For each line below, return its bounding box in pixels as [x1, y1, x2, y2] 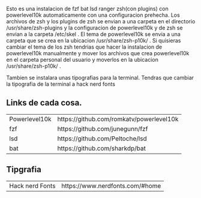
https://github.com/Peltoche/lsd [57, 134, 147, 143]
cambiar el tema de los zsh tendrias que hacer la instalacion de [6, 43, 163, 50]
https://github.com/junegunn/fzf [57, 124, 148, 133]
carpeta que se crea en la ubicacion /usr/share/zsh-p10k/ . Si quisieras [6, 37, 181, 44]
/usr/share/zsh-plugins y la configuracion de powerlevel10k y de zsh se [6, 24, 183, 31]
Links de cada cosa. [6, 98, 82, 108]
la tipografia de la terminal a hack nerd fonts [6, 80, 116, 88]
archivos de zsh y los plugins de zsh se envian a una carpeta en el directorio [6, 18, 196, 25]
